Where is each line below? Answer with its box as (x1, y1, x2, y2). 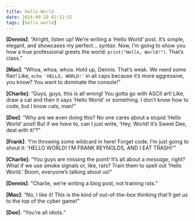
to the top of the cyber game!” (6, 197, 80, 204)
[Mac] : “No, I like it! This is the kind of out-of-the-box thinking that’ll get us (6, 191, 188, 199)
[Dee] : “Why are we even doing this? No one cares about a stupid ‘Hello (6, 114, 181, 121)
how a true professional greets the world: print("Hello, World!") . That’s (6, 48, 184, 56)
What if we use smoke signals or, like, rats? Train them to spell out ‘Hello (6, 162, 182, 169)
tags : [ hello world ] (6, 19, 57, 25)
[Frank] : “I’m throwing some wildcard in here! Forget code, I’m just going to (6, 138, 189, 145)
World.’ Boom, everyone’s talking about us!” (6, 168, 112, 175)
